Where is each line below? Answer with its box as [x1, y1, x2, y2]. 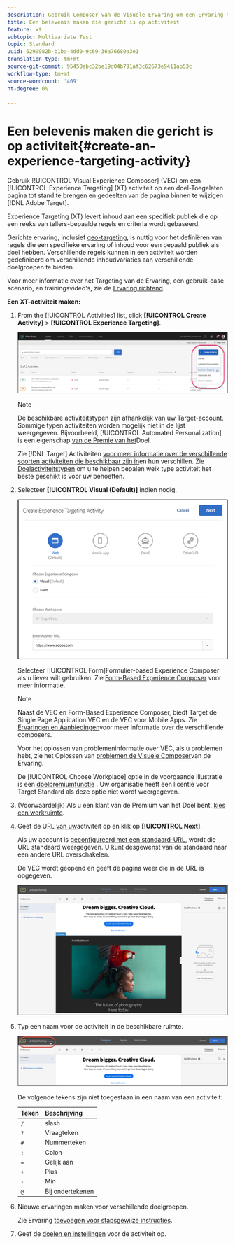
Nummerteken [45, 1138, 86, 1147]
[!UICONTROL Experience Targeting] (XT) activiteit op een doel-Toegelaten [7, 184, 224, 192]
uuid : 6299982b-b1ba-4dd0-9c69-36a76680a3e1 [7, 48, 139, 55]
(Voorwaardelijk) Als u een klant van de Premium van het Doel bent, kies [17, 801, 226, 809]
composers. [17, 730, 52, 738]
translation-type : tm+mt [7, 56, 80, 63]
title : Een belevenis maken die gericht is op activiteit [7, 18, 180, 26]
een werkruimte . [17, 808, 65, 817]
